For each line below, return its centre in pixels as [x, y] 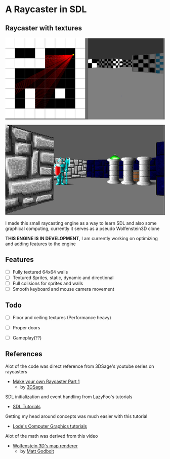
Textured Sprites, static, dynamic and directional [63, 278]
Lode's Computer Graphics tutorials [50, 426]
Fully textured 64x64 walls [40, 272]
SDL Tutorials [27, 406]
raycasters [16, 371]
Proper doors [26, 327]
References [24, 354]
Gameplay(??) [27, 338]
